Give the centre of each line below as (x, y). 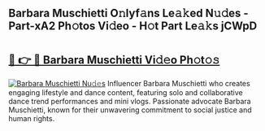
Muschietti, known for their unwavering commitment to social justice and (130, 110)
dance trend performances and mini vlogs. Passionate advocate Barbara (130, 101)
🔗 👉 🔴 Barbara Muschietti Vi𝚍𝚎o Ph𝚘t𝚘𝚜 (114, 60)
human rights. (32, 118)
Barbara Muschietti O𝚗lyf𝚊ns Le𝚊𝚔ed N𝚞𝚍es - (129, 13)
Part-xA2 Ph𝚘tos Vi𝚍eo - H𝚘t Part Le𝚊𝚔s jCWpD (133, 26)
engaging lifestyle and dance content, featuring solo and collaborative (126, 92)
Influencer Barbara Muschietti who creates (178, 83)
